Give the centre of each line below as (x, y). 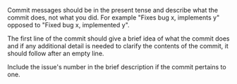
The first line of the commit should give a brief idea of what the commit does (119, 38)
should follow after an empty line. (56, 53)
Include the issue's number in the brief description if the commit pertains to (117, 67)
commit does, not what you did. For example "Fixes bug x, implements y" (114, 17)
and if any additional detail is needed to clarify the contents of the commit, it (118, 46)
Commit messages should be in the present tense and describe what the (113, 10)
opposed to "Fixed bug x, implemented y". (68, 25)
